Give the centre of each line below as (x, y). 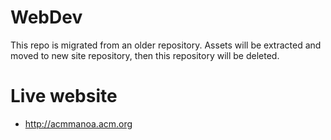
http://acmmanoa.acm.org (78, 123)
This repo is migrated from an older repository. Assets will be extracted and (166, 45)
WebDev (46, 17)
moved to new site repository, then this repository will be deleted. (145, 55)
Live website (64, 96)
